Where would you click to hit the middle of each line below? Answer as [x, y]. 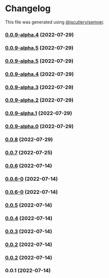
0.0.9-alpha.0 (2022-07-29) [39, 127]
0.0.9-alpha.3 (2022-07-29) [39, 87]
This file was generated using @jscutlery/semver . [55, 22]
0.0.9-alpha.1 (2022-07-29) [39, 113]
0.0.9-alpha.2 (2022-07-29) [39, 100]
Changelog [28, 9]
